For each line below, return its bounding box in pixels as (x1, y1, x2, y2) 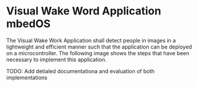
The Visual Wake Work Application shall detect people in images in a (6, 37, 176, 44)
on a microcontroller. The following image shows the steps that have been (6, 49, 190, 56)
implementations (6, 74, 48, 81)
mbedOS (6, 17, 51, 31)
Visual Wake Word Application (6, 4, 161, 18)
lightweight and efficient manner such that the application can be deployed (6, 43, 193, 50)
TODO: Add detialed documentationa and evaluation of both (6, 67, 155, 74)
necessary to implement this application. (6, 56, 107, 63)
